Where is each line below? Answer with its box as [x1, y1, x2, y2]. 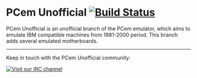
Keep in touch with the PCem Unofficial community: [6, 54, 131, 61]
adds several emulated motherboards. [6, 37, 98, 44]
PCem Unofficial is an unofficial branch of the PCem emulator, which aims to [6, 25, 191, 32]
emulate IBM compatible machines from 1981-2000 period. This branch [6, 31, 178, 38]
